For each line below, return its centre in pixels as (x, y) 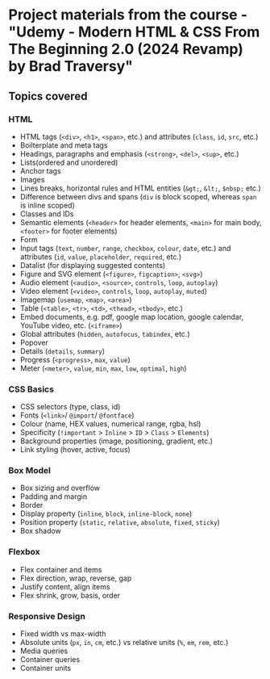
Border (31, 505)
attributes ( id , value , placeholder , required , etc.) (101, 257)
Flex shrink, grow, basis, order (70, 595)
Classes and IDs (47, 214)
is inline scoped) (47, 205)
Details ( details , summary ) (62, 351)
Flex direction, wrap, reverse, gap (76, 578)
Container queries (50, 660)
